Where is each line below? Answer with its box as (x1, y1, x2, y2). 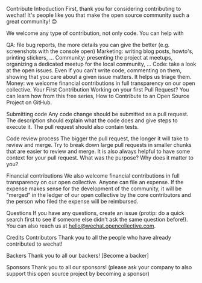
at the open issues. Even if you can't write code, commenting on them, (6, 67, 182, 74)
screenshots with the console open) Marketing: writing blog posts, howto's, (6, 48, 194, 55)
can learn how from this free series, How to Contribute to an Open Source (6, 93, 190, 99)
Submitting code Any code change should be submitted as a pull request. (6, 111, 189, 117)
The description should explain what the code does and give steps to (6, 117, 178, 124)
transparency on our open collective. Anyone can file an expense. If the (6, 179, 184, 185)
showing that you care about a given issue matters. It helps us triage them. (6, 73, 192, 80)
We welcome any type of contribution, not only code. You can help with (6, 30, 184, 37)
